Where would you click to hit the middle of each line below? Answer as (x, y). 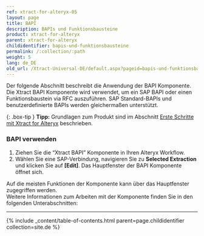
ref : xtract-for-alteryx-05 (42, 12)
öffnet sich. (29, 172)
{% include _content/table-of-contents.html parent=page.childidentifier (95, 220)
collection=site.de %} (33, 227)
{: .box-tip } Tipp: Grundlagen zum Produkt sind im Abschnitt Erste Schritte (100, 117)
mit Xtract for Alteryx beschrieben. (49, 123)
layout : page (23, 18)
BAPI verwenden (32, 139)
